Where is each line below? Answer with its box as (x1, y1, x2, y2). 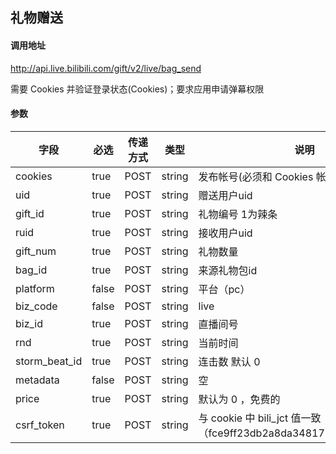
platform (15, 281, 55, 295)
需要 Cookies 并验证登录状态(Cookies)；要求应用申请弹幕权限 (10, 83, 265, 95)
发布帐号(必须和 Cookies (198, 169, 314, 183)
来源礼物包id (198, 263, 258, 277)
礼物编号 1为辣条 (198, 207, 278, 221)
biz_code (15, 299, 58, 313)
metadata (15, 373, 60, 387)
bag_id (15, 263, 48, 277)
